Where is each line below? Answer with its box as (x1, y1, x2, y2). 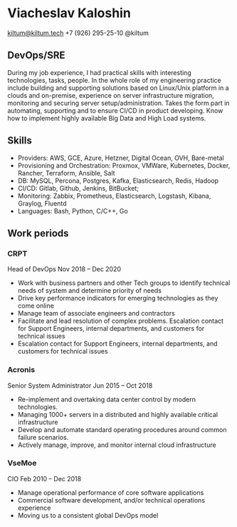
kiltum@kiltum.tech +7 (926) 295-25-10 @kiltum (7, 29, 149, 37)
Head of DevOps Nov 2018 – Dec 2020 (7, 265, 122, 273)
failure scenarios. (17, 433, 69, 441)
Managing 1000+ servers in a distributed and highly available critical (17, 410, 218, 418)
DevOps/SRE (7, 49, 65, 61)
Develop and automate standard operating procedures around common (17, 425, 227, 433)
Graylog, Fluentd (17, 199, 67, 208)
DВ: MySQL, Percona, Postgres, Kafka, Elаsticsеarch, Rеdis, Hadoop (17, 176, 219, 185)
